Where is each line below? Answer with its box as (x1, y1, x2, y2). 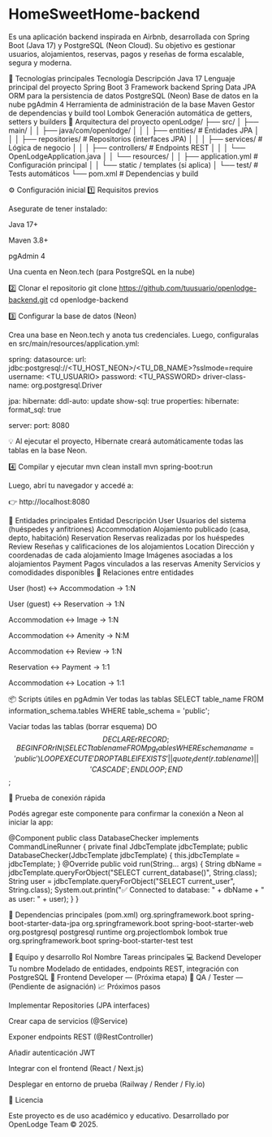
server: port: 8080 (8, 420, 71, 430)
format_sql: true (8, 405, 62, 414)
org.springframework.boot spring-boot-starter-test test (8, 935, 193, 945)
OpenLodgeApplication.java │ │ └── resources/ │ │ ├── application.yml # (8, 151, 258, 161)
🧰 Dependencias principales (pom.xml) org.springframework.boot (8, 909, 229, 920)
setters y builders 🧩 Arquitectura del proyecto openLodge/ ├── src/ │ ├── (8, 116, 259, 126)
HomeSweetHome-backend (8, 5, 201, 24)
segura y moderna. (8, 58, 72, 68)
